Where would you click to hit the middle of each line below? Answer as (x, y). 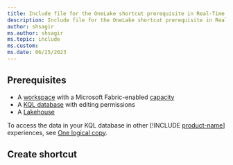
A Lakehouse (36, 112)
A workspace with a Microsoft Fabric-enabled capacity (96, 97)
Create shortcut (42, 154)
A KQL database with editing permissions (76, 104)
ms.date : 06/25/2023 (37, 53)
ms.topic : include (34, 40)
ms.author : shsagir (35, 33)
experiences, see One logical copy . (57, 132)
